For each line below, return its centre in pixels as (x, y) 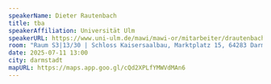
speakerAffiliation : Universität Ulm (72, 30)
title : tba (27, 23)
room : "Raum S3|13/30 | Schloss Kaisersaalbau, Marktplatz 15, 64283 (128, 46)
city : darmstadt (35, 61)
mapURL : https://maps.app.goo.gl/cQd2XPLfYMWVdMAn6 (97, 68)
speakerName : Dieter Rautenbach (63, 16)
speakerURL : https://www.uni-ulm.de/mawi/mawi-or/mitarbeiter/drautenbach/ (138, 38)
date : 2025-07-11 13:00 (48, 53)
